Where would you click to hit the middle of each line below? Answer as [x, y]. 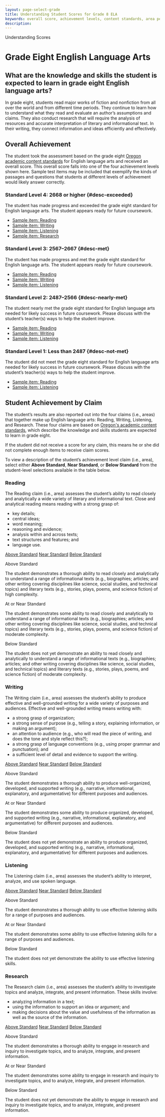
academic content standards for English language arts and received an [77, 161]
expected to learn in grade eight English [67, 83]
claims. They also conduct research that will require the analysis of [73, 118]
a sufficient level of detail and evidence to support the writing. [75, 754]
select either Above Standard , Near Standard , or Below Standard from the [81, 465]
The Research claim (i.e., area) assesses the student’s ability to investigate [81, 987]
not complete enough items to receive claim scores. [57, 450]
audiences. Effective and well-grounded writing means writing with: [73, 708]
